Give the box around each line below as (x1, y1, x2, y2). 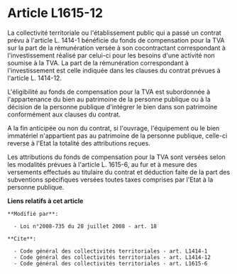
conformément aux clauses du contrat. (7, 110, 121, 119)
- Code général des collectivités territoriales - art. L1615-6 (13, 260, 208, 267)
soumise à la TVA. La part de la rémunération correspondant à (7, 58, 189, 67)
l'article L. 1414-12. (7, 73, 62, 82)
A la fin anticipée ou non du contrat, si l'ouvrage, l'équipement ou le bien (7, 124, 220, 132)
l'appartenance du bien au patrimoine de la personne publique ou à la (7, 94, 211, 104)
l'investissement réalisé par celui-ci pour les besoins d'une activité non (7, 51, 215, 60)
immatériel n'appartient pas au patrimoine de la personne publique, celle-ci (7, 131, 228, 140)
